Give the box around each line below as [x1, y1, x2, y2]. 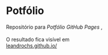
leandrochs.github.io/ [6, 42, 57, 49]
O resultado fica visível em [6, 36, 70, 43]
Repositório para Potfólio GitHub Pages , [6, 23, 103, 30]
